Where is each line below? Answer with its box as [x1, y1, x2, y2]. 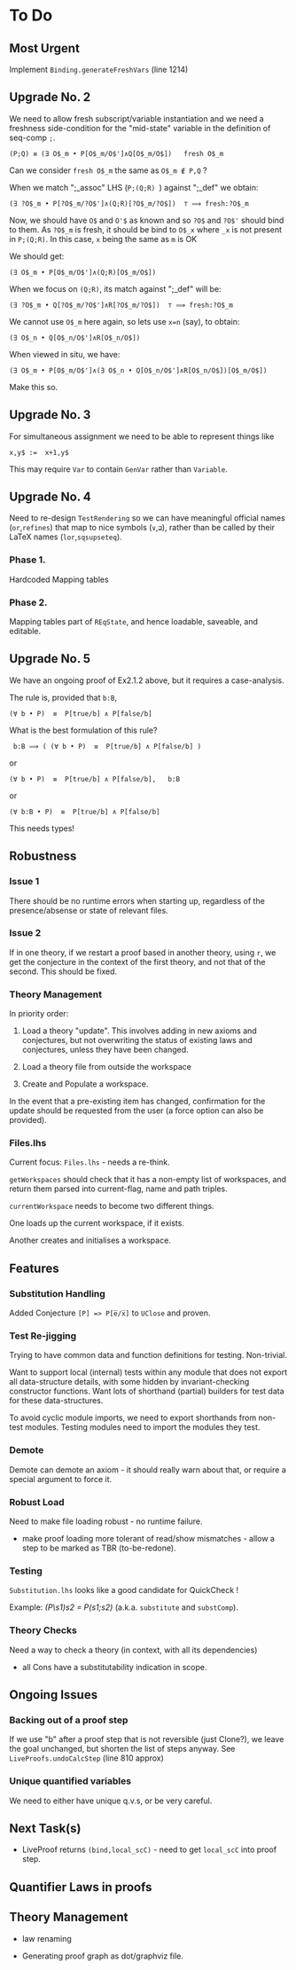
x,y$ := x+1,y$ [9, 448, 69, 457]
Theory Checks [9, 1624, 77, 1636]
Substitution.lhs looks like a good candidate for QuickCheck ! [9, 1585, 239, 1596]
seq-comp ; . [9, 132, 56, 143]
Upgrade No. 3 [9, 407, 91, 422]
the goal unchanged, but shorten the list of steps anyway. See [9, 1744, 236, 1754]
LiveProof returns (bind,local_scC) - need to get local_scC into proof [21, 1844, 277, 1855]
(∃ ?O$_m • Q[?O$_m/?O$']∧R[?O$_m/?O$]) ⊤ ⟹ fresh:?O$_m [9, 301, 233, 310]
